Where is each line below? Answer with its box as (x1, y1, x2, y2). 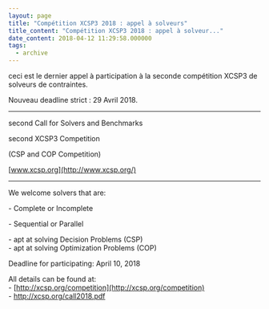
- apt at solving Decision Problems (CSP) (8, 234, 143, 244)
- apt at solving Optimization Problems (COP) (8, 243, 158, 253)
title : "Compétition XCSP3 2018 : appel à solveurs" (8, 19, 188, 27)
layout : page (8, 11, 52, 20)
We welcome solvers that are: (8, 188, 106, 197)
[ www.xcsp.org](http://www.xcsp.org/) (8, 165, 137, 174)
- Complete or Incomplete (8, 204, 94, 213)
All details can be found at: (8, 274, 97, 283)
